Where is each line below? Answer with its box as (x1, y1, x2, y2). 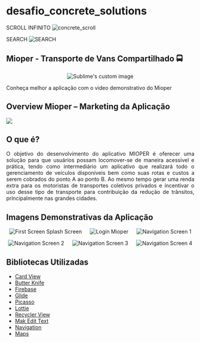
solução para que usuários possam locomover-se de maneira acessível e (6, 157, 195, 164)
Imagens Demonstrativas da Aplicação (6, 212, 153, 222)
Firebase (14, 286, 37, 293)
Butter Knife (14, 280, 45, 286)
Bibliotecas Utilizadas (6, 257, 89, 267)
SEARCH (6, 35, 28, 43)
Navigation (14, 324, 42, 330)
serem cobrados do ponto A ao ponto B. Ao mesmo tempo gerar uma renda (6, 175, 195, 183)
